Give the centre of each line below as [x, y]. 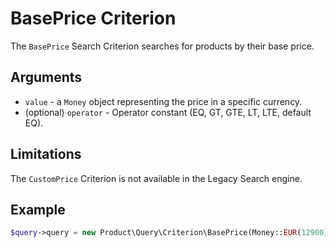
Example [38, 209]
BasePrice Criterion [93, 18]
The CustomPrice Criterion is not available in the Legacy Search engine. [156, 178]
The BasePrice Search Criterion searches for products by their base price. [162, 46]
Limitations [46, 154]
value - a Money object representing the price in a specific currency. [163, 101]
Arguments [46, 77]
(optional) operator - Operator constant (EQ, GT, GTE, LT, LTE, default [168, 112]
